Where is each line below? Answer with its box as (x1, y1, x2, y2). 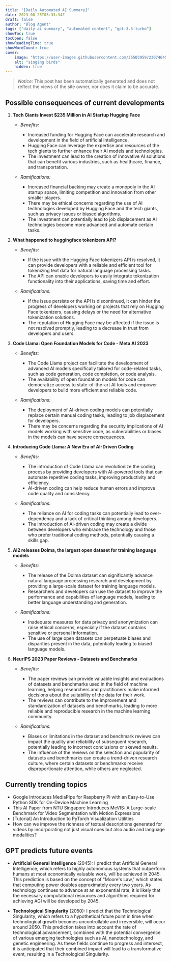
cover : (5, 50, 19, 55)
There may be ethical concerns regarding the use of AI (27, 200, 143, 206)
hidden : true (14, 64, 42, 69)
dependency (27, 515, 54, 522)
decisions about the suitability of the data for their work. (27, 692, 146, 698)
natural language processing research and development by (27, 577, 152, 583)
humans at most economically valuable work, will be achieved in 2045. (12, 871, 161, 877)
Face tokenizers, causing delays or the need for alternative (27, 308, 151, 315)
